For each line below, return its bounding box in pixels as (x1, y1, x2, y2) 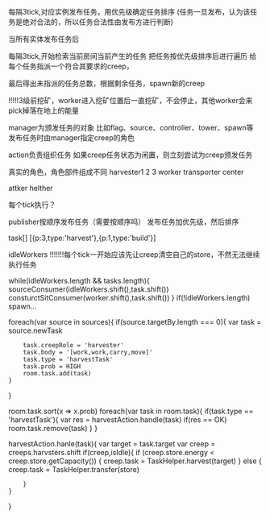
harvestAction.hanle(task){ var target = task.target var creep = (8, 439, 216, 449)
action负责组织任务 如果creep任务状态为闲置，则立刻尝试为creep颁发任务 (8, 150, 253, 160)
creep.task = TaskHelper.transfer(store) (8, 465, 139, 474)
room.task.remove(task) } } (8, 424, 98, 433)
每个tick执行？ (8, 200, 56, 209)
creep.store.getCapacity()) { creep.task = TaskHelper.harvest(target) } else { (8, 456, 262, 466)
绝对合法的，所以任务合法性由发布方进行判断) (22, 17, 174, 27)
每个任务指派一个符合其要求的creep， (8, 61, 134, 71)
